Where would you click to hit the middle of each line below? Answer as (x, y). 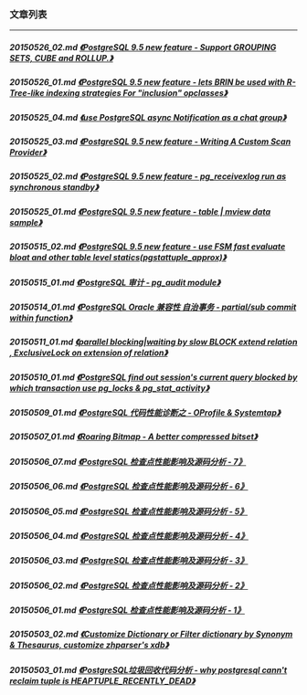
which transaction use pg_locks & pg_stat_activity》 (110, 388)
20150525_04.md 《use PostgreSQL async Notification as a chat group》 (148, 117)
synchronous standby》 (54, 187)
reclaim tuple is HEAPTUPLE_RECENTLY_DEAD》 (102, 680)
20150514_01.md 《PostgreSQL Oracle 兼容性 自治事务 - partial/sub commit (153, 307)
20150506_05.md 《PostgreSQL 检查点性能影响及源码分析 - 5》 (129, 511)
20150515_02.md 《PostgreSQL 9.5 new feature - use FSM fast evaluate (148, 247)
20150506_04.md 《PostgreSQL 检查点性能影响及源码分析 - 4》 (129, 535)
